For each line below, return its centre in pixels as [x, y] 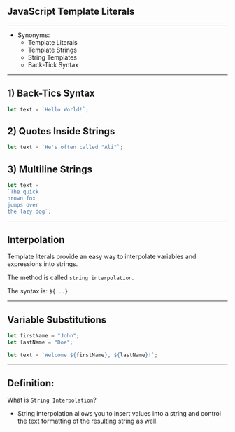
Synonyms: [34, 35]
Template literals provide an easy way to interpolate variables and [102, 257]
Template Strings [52, 50]
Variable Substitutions [57, 320]
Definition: [31, 383]
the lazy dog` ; [29, 211]
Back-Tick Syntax [53, 64]
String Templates [52, 57]
